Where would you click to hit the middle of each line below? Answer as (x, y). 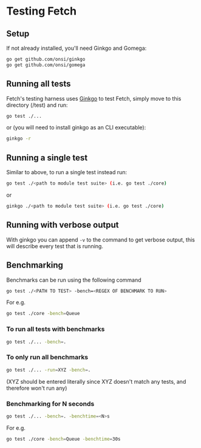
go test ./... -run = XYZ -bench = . (49, 370)
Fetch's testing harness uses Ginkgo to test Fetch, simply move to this (94, 98)
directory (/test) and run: (37, 105)
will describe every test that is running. (55, 246)
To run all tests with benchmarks (56, 329)
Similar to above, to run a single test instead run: (67, 172)
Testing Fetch (42, 11)
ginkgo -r (19, 139)
